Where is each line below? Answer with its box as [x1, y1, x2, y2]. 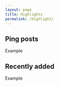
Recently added [5, 62, 55, 71]
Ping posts [5, 35, 38, 43]
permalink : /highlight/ [5, 16, 54, 21]
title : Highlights [5, 12, 43, 17]
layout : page [5, 7, 32, 12]
